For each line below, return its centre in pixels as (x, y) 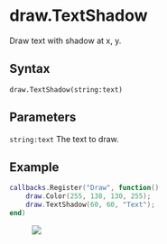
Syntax (30, 69)
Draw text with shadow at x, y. (65, 41)
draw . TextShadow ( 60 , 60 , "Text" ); (90, 205)
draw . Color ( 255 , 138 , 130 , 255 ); (88, 196)
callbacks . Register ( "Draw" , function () (84, 188)
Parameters (43, 117)
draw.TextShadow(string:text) (66, 90)
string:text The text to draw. (64, 139)
